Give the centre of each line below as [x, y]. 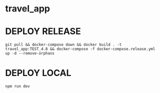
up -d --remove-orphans [30, 53]
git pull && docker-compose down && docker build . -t [63, 45]
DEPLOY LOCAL [38, 73]
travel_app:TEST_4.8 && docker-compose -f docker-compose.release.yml [80, 49]
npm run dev [17, 87]
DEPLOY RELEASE [43, 32]
